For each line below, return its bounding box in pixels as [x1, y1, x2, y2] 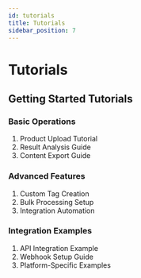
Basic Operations [8, 116, 76, 127]
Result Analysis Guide [19, 142, 91, 152]
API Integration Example [19, 243, 99, 253]
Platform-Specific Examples [19, 260, 111, 270]
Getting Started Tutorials [8, 92, 133, 106]
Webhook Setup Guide [19, 252, 93, 261]
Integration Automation [19, 206, 95, 215]
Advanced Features [8, 171, 86, 182]
